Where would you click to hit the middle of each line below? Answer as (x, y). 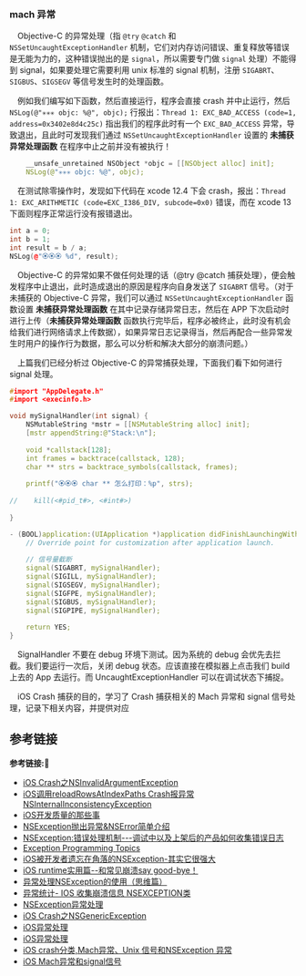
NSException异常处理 (63, 904)
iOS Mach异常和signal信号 (72, 961)
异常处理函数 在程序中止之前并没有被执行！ (90, 147)
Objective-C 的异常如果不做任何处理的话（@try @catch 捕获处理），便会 (153, 274)
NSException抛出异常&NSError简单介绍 (96, 826)
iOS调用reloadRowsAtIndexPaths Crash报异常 (108, 794)
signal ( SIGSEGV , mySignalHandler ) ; (93, 585)
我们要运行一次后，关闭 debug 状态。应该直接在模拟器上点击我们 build (158, 666)
